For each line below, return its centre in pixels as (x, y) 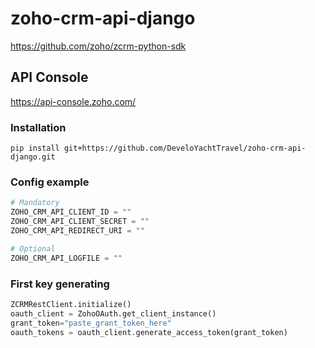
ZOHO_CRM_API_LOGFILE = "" (66, 258)
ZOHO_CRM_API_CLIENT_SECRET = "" (80, 222)
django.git (33, 157)
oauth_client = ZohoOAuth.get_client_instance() (113, 313)
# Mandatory (35, 203)
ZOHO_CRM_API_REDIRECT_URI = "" (77, 230)
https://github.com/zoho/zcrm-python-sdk (98, 46)
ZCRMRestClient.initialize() (71, 304)
